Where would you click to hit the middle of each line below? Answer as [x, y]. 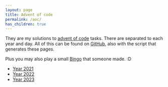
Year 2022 [23, 74]
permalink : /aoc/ [23, 19]
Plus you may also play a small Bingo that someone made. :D [68, 59]
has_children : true [26, 24]
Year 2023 [23, 79]
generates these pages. [30, 49]
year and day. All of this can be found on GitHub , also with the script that [81, 44]
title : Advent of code [29, 15]
